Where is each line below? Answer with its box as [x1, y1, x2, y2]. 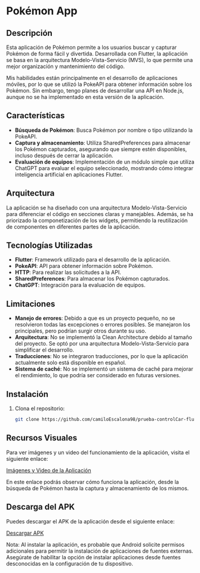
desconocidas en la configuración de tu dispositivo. [6, 560, 133, 567]
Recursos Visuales [6, 433, 78, 443]
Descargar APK [6, 529, 44, 537]
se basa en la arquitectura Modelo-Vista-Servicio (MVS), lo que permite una [6, 57, 193, 63]
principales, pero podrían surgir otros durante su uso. [14, 327, 146, 335]
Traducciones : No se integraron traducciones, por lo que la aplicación [14, 353, 188, 360]
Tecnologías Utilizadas [6, 241, 93, 251]
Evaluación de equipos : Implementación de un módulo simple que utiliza [14, 158, 195, 165]
